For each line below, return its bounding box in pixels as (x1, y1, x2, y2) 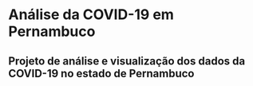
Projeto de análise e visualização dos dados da (8, 54, 246, 68)
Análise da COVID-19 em (8, 6, 174, 24)
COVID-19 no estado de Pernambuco (8, 66, 195, 80)
